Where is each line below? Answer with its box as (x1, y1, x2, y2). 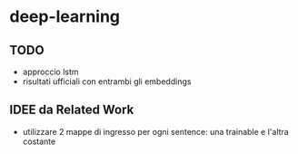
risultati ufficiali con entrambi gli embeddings (22, 76, 192, 87)
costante (22, 136, 56, 147)
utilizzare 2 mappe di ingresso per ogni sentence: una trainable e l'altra (22, 126, 289, 137)
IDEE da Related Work (9, 102, 134, 118)
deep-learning (9, 6, 121, 27)
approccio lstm (22, 66, 79, 77)
